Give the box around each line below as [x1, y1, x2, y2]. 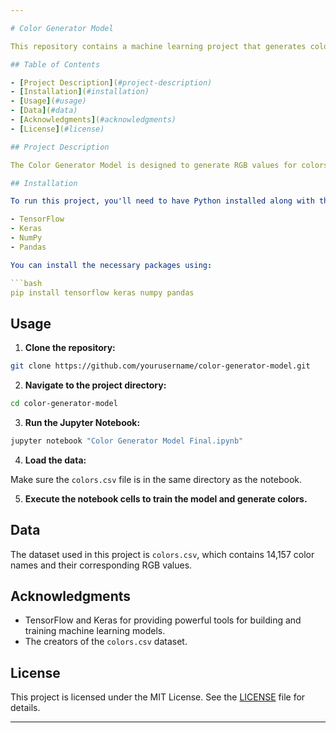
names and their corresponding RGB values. [10, 559, 193, 571]
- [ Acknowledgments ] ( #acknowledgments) [10, 115, 177, 125]
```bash [10, 278, 43, 288]
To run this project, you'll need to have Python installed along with [10, 196, 315, 206]
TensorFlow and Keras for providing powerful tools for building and [24, 614, 302, 626]
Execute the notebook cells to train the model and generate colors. [24, 492, 308, 505]
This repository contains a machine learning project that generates [10, 41, 307, 51]
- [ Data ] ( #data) [10, 106, 78, 116]
